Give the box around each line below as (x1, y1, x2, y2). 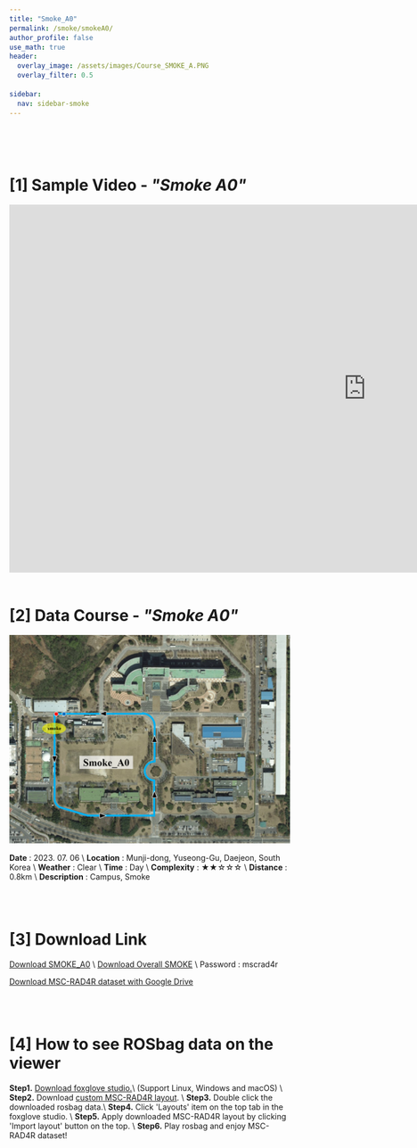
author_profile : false (9, 33, 94, 42)
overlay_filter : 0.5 (17, 71, 94, 80)
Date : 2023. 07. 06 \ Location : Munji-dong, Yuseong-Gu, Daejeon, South (9, 852, 281, 863)
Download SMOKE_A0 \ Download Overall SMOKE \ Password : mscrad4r (9, 959, 279, 970)
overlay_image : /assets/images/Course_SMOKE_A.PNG (17, 62, 209, 70)
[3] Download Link (9, 929, 147, 950)
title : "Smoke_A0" (9, 14, 78, 23)
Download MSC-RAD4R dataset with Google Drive (9, 976, 193, 987)
